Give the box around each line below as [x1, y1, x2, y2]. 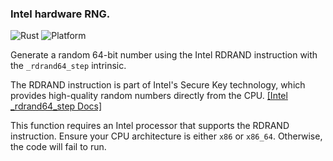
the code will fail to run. [10, 141, 107, 153]
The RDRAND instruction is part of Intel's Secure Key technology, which [10, 79, 306, 91]
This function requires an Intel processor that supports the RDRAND [10, 120, 290, 132]
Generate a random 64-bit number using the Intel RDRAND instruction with [10, 49, 318, 61]
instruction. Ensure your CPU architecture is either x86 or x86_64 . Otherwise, [10, 130, 323, 142]
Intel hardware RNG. [10, 7, 111, 21]
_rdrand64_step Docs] [10, 100, 103, 112]
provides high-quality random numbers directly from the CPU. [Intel [10, 90, 288, 102]
